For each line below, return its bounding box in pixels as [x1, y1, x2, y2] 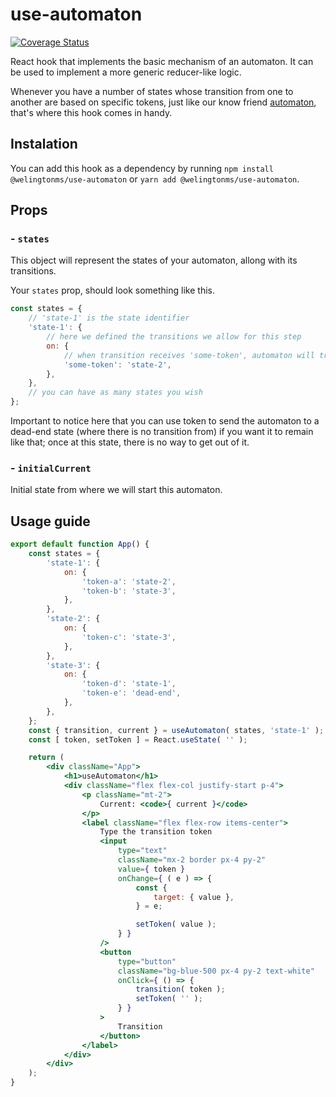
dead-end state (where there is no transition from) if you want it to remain [10, 426, 314, 438]
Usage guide [10, 513, 91, 530]
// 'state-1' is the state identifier [28, 313, 190, 323]
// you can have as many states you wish [28, 388, 203, 398]
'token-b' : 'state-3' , [81, 586, 177, 596]
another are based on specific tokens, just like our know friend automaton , [10, 96, 317, 108]
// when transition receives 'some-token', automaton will [63, 350, 315, 360]
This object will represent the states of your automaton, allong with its [10, 254, 298, 267]
